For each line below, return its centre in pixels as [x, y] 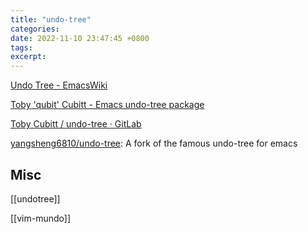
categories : [35, 29]
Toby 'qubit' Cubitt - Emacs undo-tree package [107, 105]
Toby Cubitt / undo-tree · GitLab [76, 124]
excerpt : [28, 57]
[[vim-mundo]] [41, 218]
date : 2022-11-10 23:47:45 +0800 [80, 38]
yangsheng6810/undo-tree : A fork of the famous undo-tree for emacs [154, 143]
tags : [21, 47]
